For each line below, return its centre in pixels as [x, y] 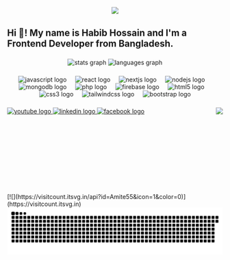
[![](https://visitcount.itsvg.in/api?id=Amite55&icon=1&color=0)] [97, 197]
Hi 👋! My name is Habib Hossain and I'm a [97, 33]
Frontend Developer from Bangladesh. [90, 44]
